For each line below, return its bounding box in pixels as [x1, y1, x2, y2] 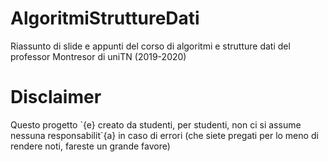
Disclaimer [10, 86, 102, 109]
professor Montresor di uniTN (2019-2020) [10, 50, 187, 62]
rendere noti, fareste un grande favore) [10, 140, 171, 152]
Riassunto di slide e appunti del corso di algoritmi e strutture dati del [10, 40, 291, 52]
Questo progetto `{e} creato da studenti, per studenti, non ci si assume [10, 118, 302, 131]
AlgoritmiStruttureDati [10, 7, 200, 30]
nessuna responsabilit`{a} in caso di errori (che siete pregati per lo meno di [10, 129, 319, 141]
